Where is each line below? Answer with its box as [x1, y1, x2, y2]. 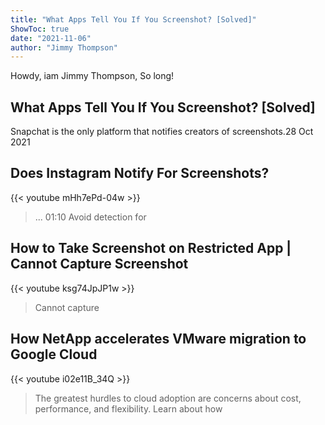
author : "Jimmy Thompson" [10, 42, 118, 53]
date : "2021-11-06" [10, 33, 92, 43]
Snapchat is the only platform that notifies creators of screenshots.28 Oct [10, 126, 314, 138]
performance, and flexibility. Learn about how [34, 402, 223, 415]
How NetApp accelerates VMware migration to [10, 331, 307, 348]
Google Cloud [10, 346, 98, 363]
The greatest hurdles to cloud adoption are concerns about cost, [34, 392, 302, 404]
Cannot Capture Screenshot [10, 256, 189, 273]
